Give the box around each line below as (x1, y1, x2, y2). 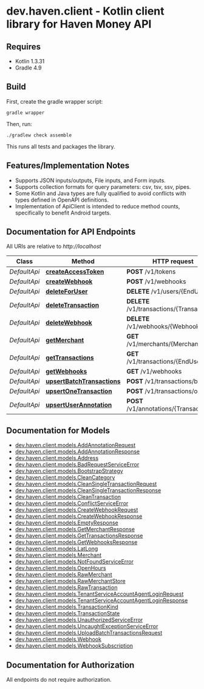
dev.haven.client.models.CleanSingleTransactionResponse (15, 487, 161, 494)
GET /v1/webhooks (126, 367, 182, 376)
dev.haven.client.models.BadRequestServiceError (15, 461, 140, 468)
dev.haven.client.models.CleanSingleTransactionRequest (15, 480, 157, 488)
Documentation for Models (6, 425, 110, 436)
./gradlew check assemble (6, 132, 72, 138)
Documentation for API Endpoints (6, 227, 136, 237)
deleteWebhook (45, 319, 92, 327)
